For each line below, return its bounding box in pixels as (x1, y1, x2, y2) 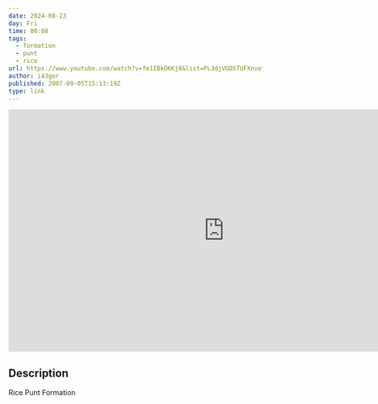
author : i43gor (8, 72, 60, 80)
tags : (8, 34, 27, 43)
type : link (8, 86, 45, 95)
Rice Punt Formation (8, 388, 76, 398)
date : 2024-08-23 (8, 11, 67, 20)
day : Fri (8, 19, 38, 27)
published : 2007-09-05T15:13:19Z (8, 79, 121, 87)
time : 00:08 (8, 27, 48, 35)
